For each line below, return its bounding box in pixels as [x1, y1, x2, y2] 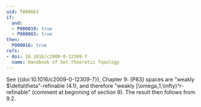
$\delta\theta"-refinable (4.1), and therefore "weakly [6, 82, 135, 89]
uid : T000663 [6, 8, 39, 15]
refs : [6, 48, 20, 54]
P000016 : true [11, 43, 47, 49]
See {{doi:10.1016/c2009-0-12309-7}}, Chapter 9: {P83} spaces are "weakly [6, 76, 195, 83]
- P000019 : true [11, 25, 52, 32]
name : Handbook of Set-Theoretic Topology [11, 59, 120, 65]
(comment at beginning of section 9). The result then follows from [32, 88, 196, 96]
